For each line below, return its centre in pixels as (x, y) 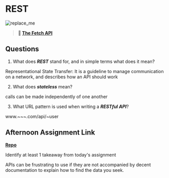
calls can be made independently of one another (57, 96)
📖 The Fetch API (35, 33)
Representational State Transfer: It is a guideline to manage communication (84, 71)
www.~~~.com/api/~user (32, 116)
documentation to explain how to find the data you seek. (65, 170)
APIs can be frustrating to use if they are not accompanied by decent (78, 165)
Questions (22, 49)
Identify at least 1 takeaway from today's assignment (61, 154)
